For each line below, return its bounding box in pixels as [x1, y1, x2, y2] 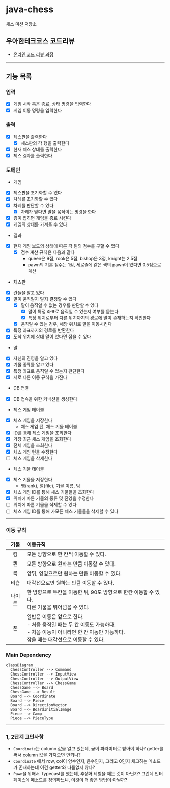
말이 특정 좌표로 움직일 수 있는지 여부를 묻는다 [28, 309, 119, 315]
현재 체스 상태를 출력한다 [13, 146, 62, 152]
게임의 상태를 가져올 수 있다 [13, 221, 68, 228]
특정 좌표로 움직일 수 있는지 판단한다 [13, 368, 85, 374]
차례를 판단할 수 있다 [13, 202, 54, 208]
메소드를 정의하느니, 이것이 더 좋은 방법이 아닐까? [30, 777, 128, 783]
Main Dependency [6, 651, 52, 658]
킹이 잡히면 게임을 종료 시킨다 [13, 215, 71, 221]
